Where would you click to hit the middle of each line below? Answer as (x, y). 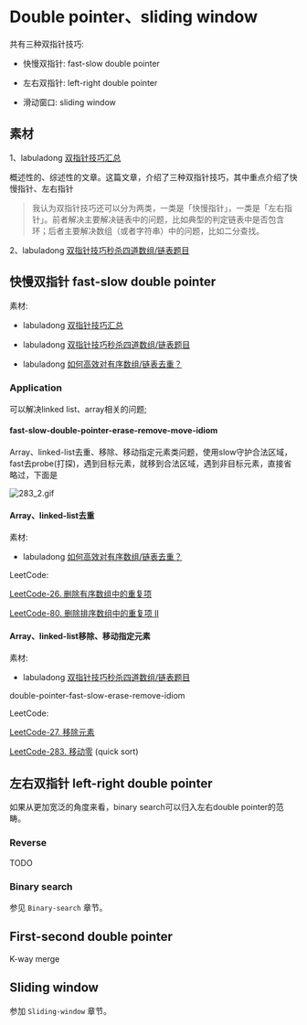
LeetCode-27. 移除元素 (52, 732)
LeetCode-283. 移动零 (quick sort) (74, 752)
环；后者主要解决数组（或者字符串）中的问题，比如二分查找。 (148, 230)
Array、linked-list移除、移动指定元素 (80, 635)
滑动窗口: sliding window (69, 102)
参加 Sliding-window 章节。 (61, 1010)
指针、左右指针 (45, 188)
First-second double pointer (91, 937)
